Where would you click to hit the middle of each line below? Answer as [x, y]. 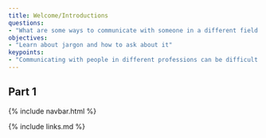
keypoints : [26, 52]
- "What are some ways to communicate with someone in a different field [133, 30]
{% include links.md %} [47, 126]
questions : [26, 23]
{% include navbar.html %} [53, 111]
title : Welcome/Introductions [59, 15]
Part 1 [23, 92]
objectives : [28, 38]
